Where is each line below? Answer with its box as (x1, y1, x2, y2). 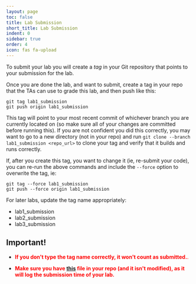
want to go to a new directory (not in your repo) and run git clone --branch (6, 133, 191, 140)
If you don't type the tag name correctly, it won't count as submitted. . (14, 253, 189, 260)
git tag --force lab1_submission (6, 181, 89, 187)
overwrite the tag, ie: (6, 169, 57, 177)
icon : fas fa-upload (6, 47, 57, 53)
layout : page (6, 8, 38, 15)
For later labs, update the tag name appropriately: (6, 196, 127, 204)
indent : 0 (6, 31, 31, 37)
